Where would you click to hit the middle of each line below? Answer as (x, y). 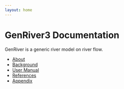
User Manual (25, 70)
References (24, 75)
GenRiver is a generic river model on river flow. (54, 49)
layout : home (19, 10)
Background (25, 65)
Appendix (22, 81)
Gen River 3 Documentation (62, 35)
